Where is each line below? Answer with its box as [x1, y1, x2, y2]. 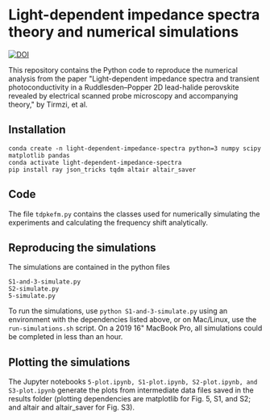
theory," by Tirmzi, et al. [8, 99, 88, 109]
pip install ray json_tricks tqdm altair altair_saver [8, 166, 197, 174]
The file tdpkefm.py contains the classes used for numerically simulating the [8, 208, 260, 219]
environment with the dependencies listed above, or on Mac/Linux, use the [8, 315, 257, 325]
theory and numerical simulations [8, 23, 239, 41]
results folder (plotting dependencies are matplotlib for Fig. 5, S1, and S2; [8, 394, 251, 404]
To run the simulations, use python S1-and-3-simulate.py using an [8, 306, 228, 316]
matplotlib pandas [8, 151, 70, 159]
